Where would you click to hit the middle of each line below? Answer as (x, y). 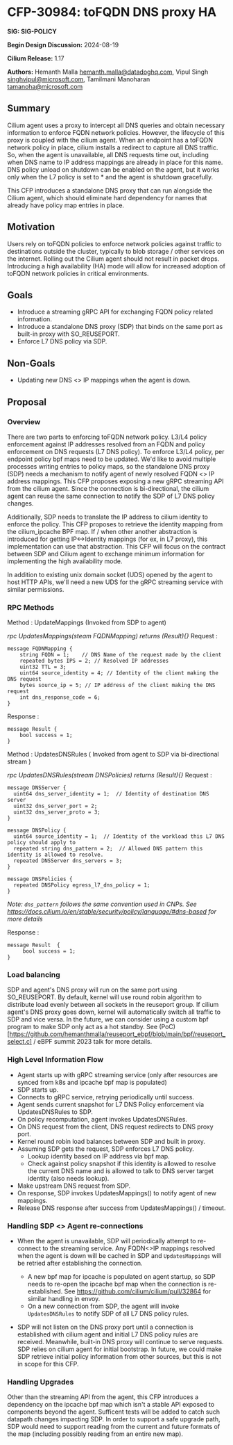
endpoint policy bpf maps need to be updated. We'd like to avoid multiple (112, 459)
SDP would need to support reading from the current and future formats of (114, 1427)
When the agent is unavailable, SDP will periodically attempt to (106, 1241)
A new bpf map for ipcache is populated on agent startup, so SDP (121, 1277)
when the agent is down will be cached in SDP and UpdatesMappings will (119, 1256)
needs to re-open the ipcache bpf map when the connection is (117, 1284)
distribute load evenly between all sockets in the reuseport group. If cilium (113, 1005)
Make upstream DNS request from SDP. (74, 1186)
